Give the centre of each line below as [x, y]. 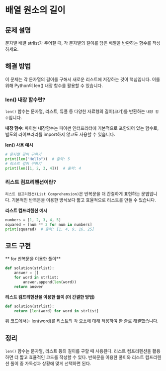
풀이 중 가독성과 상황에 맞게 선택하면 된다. [51, 364]
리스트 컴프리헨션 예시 [26, 210]
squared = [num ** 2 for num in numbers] [49, 224]
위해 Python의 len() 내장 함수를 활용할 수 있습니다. [54, 86]
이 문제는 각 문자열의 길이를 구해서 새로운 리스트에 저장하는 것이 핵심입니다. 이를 [83, 79]
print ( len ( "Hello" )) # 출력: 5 [38, 159]
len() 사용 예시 [19, 145]
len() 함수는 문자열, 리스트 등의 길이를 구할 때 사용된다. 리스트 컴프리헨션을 [78, 351]
